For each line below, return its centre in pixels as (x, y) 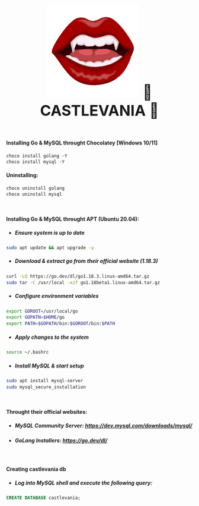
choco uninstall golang (36, 188)
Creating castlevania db (36, 469)
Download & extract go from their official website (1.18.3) (86, 261)
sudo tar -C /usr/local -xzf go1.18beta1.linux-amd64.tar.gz (83, 282)
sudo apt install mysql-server (45, 381)
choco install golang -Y (37, 156)
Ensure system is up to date (49, 232)
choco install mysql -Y (36, 162)
